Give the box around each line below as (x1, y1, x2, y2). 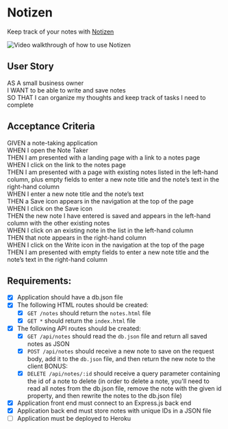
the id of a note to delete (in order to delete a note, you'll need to (27, 377, 210, 385)
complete (7, 101, 34, 109)
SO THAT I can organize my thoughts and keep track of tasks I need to (7, 93, 206, 101)
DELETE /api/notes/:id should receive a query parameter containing (27, 369, 220, 378)
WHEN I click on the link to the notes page (7, 160, 127, 169)
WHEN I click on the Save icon (7, 204, 93, 212)
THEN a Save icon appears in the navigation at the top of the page (7, 197, 194, 205)
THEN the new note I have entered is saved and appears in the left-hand (7, 211, 211, 220)
